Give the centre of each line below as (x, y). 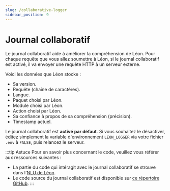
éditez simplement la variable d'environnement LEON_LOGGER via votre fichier (84, 137)
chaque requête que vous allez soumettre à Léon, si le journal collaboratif (82, 59)
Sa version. (24, 84)
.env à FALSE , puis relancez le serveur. (45, 142)
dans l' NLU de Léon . (34, 173)
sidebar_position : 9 (27, 15)
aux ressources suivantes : (33, 158)
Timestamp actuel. (32, 122)
